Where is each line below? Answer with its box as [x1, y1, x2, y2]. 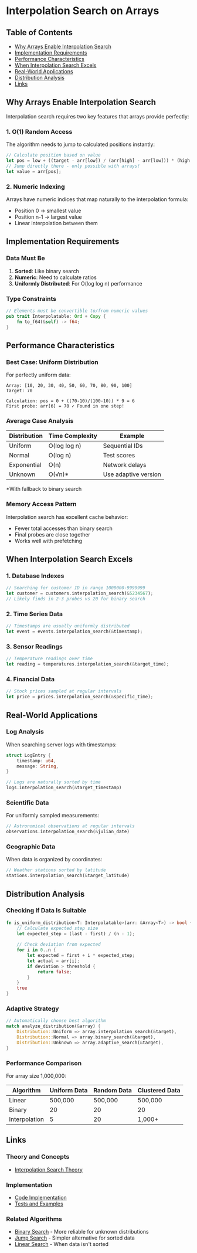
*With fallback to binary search [6, 485, 82, 493]
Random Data [93, 1086, 132, 1094]
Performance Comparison [6, 1059, 82, 1067]
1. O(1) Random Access [6, 127, 73, 135]
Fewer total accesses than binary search [14, 525, 113, 532]
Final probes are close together [14, 531, 91, 538]
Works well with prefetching [14, 537, 83, 544]
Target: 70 [6, 388, 33, 394]
